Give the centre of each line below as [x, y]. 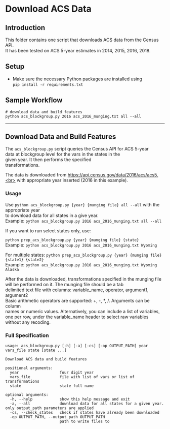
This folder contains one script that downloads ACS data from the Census [82, 40]
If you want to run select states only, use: [48, 231]
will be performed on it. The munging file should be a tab [65, 284]
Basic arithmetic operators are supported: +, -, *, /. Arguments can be [78, 300]
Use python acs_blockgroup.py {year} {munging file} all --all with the [82, 204]
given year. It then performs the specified [49, 160]
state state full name [52, 386]
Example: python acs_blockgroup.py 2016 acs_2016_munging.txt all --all [83, 221]
